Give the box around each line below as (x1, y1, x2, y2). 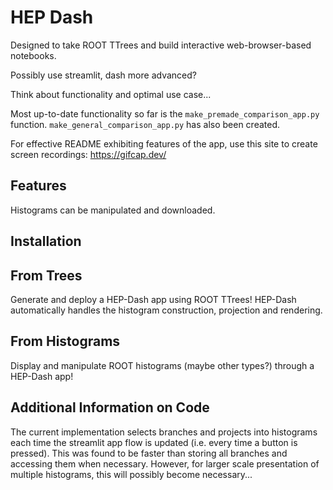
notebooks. (10, 49, 57, 61)
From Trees (10, 267, 83, 284)
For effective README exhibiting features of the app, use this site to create (10, 137, 318, 150)
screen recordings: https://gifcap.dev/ (10, 148, 167, 160)
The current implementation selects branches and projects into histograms (10, 426, 318, 438)
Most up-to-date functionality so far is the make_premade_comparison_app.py (10, 107, 320, 120)
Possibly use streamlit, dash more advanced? (10, 69, 197, 81)
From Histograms (10, 333, 121, 350)
